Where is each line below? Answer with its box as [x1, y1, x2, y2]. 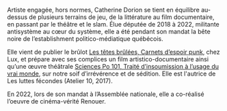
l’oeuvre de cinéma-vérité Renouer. [7, 97, 106, 105]
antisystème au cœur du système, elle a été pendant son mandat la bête [7, 27, 211, 35]
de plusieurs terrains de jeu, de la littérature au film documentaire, [29, 13, 215, 21]
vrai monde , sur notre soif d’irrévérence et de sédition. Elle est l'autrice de [7, 69, 216, 78]
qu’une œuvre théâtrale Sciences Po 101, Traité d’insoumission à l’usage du [7, 63, 219, 70]
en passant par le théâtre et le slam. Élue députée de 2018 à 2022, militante [7, 20, 220, 28]
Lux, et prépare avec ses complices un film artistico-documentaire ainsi [7, 55, 209, 63]
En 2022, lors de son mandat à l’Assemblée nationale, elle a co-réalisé [7, 90, 204, 98]
